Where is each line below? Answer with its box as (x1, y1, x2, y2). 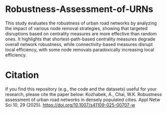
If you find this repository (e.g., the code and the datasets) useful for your (5, 86, 157, 92)
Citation (5, 69, 39, 81)
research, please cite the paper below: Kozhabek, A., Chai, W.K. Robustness (5, 91, 162, 97)
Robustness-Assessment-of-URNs (5, 3, 153, 15)
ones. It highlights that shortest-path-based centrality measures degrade (5, 36, 156, 42)
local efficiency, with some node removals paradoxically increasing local (5, 46, 154, 52)
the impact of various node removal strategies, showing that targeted (5, 25, 147, 31)
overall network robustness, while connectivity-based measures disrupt (5, 41, 153, 47)
